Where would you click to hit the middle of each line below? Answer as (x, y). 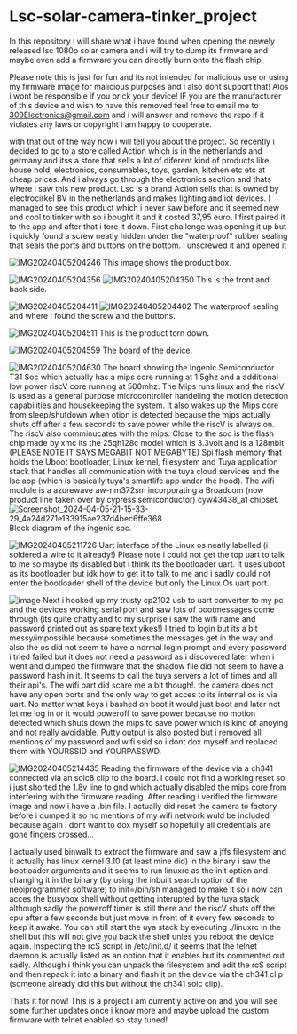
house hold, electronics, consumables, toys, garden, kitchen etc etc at (137, 170)
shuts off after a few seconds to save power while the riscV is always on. (142, 424)
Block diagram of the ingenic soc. (70, 528)
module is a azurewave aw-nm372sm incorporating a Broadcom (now (137, 489)
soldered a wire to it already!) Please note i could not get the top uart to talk (147, 554)
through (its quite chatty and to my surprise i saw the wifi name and (133, 618)
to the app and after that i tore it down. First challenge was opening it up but (148, 226)
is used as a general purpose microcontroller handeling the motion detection (149, 395)
